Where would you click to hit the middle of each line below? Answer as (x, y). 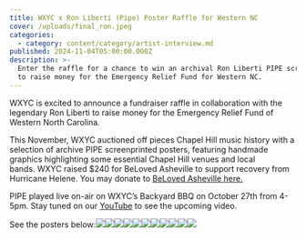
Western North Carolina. (55, 122)
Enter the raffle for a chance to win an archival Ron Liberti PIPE (150, 69)
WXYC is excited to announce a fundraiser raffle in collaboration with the (146, 103)
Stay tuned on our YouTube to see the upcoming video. (134, 205)
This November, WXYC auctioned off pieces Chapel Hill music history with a (152, 139)
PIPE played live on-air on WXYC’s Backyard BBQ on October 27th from (143, 195)
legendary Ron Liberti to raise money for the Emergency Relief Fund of (142, 112)
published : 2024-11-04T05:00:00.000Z (81, 52)
